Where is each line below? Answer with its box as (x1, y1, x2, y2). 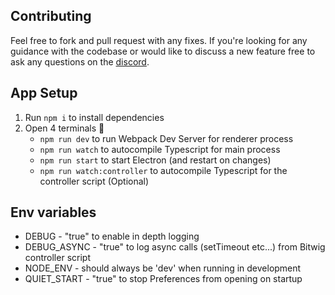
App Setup (10, 85, 78, 102)
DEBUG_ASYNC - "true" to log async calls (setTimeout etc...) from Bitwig (24, 241, 326, 253)
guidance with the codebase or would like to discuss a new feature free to (10, 45, 316, 57)
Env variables (10, 204, 97, 221)
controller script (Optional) (39, 175, 150, 187)
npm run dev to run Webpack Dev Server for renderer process (39, 132, 294, 144)
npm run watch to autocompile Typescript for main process (39, 143, 281, 155)
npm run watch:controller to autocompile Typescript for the (39, 164, 288, 176)
